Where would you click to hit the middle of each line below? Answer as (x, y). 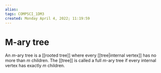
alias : (12, 9)
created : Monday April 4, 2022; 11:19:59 (48, 18)
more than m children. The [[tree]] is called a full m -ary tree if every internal (81, 61)
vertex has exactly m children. (35, 66)
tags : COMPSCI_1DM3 (25, 14)
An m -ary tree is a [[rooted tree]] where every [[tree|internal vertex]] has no (81, 55)
